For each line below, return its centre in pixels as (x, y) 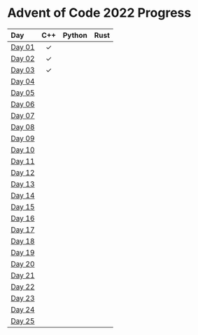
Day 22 (23, 287)
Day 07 (23, 115)
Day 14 (23, 195)
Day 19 (23, 252)
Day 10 (23, 150)
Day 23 (23, 298)
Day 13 (23, 184)
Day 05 (23, 93)
